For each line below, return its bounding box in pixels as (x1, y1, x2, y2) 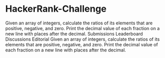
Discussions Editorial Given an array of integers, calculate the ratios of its (5, 36, 160, 42)
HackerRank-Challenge (5, 3, 107, 15)
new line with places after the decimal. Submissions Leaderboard (5, 31, 143, 37)
